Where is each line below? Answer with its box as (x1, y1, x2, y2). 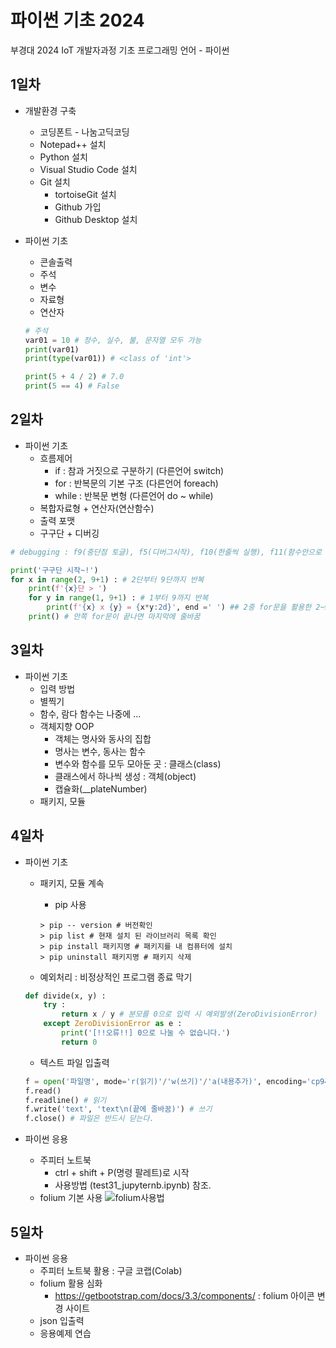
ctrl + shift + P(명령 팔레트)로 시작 (54, 1167, 190, 1179)
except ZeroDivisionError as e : (43, 1019, 183, 1029)
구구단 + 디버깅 (39, 527, 100, 539)
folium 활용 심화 (39, 1277, 103, 1289)
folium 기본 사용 (39, 1192, 103, 1204)
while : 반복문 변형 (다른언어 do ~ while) (54, 489, 214, 501)
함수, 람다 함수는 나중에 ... (39, 707, 142, 720)
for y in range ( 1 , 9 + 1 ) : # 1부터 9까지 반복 (28, 593, 209, 603)
